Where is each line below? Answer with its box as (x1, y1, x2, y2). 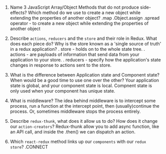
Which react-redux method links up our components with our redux (10, 138, 146, 144)
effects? (10, 10, 27, 16)
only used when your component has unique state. (10, 88, 116, 94)
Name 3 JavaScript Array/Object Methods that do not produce (10, 5, 139, 10)
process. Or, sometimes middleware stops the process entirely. (10, 108, 141, 114)
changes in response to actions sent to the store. (10, 62, 112, 68)
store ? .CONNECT (10, 144, 48, 150)
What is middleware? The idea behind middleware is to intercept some (10, 98, 156, 104)
